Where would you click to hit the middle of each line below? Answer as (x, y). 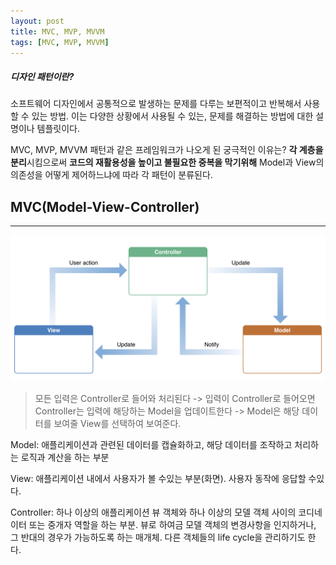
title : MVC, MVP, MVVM (57, 31)
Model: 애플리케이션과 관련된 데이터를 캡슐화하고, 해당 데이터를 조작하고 (151, 445)
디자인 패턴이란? (42, 76)
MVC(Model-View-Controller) (105, 206)
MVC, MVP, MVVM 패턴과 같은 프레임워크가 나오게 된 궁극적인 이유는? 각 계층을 (167, 150)
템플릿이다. (58, 129)
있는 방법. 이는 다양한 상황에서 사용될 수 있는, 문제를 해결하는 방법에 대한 (172, 116)
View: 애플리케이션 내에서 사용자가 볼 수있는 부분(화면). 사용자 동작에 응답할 (158, 479)
